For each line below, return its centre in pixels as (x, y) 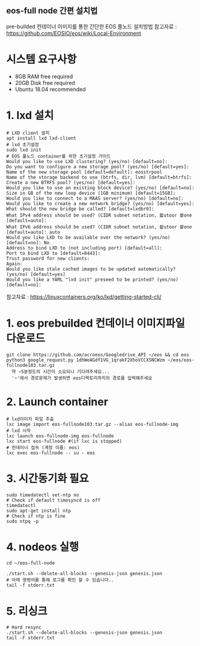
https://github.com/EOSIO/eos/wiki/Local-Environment (74, 33)
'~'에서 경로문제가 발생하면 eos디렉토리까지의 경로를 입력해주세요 (82, 378)
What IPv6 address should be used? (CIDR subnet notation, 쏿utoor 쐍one (99, 227)
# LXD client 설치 (28, 133)
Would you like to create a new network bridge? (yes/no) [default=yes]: (101, 203)
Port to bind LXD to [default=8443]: (53, 253)
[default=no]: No (28, 242)
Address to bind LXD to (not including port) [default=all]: (84, 248)
